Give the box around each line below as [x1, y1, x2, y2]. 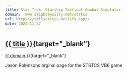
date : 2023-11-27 [5, 21, 41, 26]
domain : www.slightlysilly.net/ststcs [5, 12, 88, 17]
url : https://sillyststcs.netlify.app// [5, 16, 90, 21]
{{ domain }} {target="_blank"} [5, 53, 66, 59]
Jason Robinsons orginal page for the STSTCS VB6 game [5, 63, 123, 69]
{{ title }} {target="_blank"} [5, 39, 91, 48]
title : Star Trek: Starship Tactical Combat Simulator [5, 7, 121, 12]
